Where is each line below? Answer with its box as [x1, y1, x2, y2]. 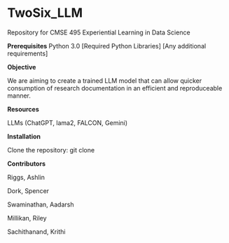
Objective [7, 63, 36, 71]
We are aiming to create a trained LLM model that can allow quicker [7, 76, 202, 85]
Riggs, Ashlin [7, 173, 46, 181]
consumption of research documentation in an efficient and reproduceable [7, 84, 223, 92]
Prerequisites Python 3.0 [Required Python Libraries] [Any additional [7, 41, 207, 50]
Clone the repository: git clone [7, 145, 95, 154]
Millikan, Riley [7, 214, 47, 222]
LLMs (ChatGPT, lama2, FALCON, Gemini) [7, 118, 128, 127]
